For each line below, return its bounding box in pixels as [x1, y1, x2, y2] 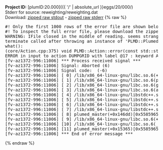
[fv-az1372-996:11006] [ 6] [5, 102, 72, 107]
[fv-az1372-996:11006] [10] [5, 121, 72, 127]
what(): [5, 43, 23, 49]
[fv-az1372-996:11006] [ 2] [5, 82, 72, 88]
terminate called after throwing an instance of [5, 38, 123, 44]
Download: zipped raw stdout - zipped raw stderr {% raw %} [5, 15, 127, 20]
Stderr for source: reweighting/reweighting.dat [5, 9, 98, 15]
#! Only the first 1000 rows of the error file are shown [5, 24, 146, 29]
